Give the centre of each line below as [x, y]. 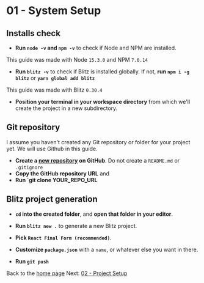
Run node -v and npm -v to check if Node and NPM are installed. [96, 48]
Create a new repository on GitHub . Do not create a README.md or [97, 160]
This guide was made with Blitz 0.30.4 [54, 90]
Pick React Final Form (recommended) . [63, 237]
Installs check [34, 33]
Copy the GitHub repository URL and [62, 173]
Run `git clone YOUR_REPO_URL [56, 180]
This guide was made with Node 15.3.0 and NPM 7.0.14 [77, 60]
